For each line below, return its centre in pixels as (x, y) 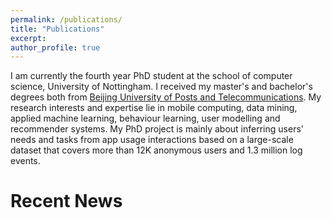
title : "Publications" (57, 29)
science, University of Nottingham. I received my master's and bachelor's (161, 87)
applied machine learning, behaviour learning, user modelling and (145, 118)
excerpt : (28, 38)
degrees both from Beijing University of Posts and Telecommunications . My (166, 97)
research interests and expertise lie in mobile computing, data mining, (154, 108)
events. (25, 161)
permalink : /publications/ (66, 19)
